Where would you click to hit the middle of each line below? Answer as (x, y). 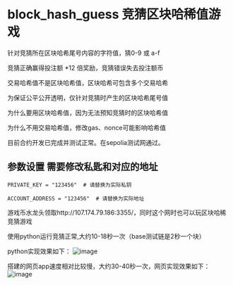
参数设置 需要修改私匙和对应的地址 (83, 167)
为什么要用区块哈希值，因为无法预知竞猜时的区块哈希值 (88, 113)
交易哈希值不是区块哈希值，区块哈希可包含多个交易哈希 (88, 82)
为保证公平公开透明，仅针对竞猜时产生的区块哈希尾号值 (88, 97)
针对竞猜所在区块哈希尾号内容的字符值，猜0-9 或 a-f (84, 53)
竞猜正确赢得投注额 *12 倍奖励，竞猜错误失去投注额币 (85, 68)
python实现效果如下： (39, 251)
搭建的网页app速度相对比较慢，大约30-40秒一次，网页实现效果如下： (109, 266)
